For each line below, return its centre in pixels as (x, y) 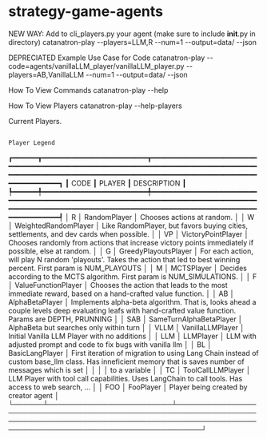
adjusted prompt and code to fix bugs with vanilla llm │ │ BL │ (110, 344)
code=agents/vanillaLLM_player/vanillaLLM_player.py (96, 66)
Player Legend (32, 142)
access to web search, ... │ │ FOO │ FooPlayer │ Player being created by (128, 387)
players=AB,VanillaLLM (46, 74)
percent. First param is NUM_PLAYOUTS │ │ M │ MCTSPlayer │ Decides (128, 268)
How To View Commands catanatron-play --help (88, 90)
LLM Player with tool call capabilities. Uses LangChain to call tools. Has (126, 378)
